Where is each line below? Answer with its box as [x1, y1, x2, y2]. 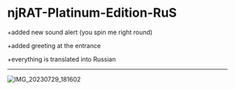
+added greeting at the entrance [7, 41, 101, 50]
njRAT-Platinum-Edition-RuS [7, 5, 177, 21]
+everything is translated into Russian [7, 54, 117, 63]
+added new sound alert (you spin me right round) [7, 28, 152, 36]
